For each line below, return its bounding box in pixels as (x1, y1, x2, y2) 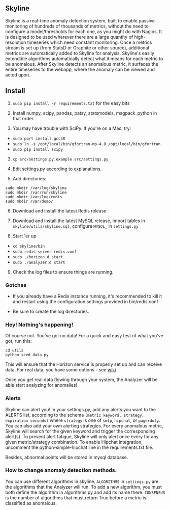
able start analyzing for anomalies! (5, 382, 78, 388)
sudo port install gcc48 (12, 136, 65, 141)
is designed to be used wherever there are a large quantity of (5, 34, 133, 40)
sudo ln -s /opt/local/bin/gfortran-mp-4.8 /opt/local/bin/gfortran (12, 141, 161, 147)
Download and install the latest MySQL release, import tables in (12, 218, 146, 224)
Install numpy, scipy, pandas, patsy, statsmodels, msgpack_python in (12, 110, 157, 116)
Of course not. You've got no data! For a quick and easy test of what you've (5, 333, 163, 339)
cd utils (5, 348, 24, 353)
